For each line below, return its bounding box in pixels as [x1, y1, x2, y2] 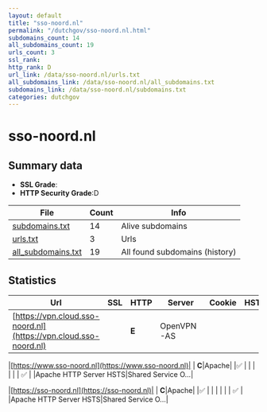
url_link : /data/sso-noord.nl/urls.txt [8, 71, 141, 79]
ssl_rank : [8, 56, 41, 64]
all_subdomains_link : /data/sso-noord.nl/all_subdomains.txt [8, 78, 215, 86]
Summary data [8, 158, 83, 172]
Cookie [209, 297, 237, 309]
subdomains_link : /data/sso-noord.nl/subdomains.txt [8, 85, 187, 94]
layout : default [8, 11, 62, 20]
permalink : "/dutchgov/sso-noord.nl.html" [8, 26, 151, 34]
